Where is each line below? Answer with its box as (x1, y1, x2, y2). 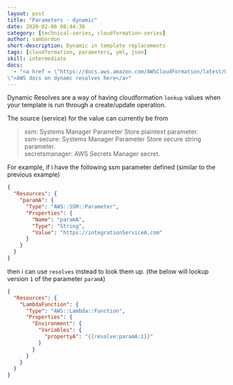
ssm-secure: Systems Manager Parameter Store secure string (24, 135, 202, 143)
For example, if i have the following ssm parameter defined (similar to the (7, 163, 216, 172)
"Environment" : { (32, 320, 82, 328)
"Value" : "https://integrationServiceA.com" (32, 229, 163, 236)
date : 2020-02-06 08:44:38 (7, 23, 85, 30)
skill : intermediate (7, 55, 67, 62)
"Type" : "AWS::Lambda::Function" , (25, 307, 126, 314)
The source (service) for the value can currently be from (7, 114, 169, 123)
